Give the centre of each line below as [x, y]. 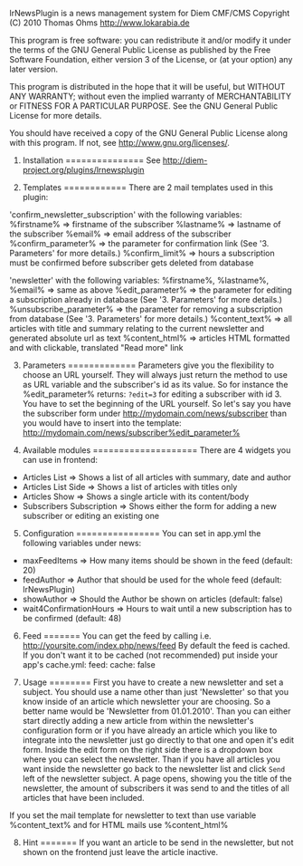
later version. [34, 69]
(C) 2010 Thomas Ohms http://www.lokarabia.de [99, 23]
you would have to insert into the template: [102, 423]
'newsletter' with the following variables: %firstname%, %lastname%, [139, 280]
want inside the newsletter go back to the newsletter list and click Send [154, 769]
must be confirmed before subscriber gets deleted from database [132, 263]
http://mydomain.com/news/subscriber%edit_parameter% [131, 433]
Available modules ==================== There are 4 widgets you [156, 450]
